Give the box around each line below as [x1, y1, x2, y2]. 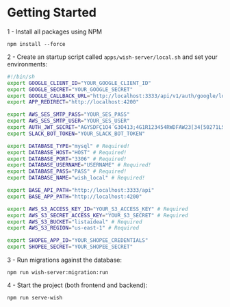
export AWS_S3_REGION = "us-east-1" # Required [7, 225, 139, 232]
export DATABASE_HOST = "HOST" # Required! [7, 149, 127, 156]
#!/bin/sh [7, 73, 36, 80]
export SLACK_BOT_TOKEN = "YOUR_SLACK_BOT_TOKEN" [7, 130, 146, 137]
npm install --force [7, 40, 66, 47]
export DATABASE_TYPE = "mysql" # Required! [7, 143, 130, 149]
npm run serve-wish [7, 295, 63, 302]
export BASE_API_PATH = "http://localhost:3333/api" [7, 187, 155, 194]
